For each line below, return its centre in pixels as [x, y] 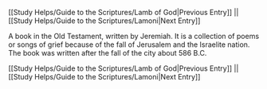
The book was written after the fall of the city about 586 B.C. [108, 53]
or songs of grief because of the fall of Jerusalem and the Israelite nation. [129, 44]
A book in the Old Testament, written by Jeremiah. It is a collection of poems [134, 36]
